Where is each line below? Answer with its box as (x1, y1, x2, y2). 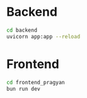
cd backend (6, 27, 38, 34)
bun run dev (6, 85, 40, 93)
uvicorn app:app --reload (6, 33, 80, 40)
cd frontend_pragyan (6, 79, 66, 86)
